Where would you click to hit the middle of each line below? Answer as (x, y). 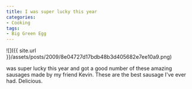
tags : (13, 28)
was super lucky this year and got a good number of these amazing (89, 68)
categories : (21, 17)
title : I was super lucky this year (52, 12)
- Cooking (18, 23)
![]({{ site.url (21, 50)
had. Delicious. (24, 81)
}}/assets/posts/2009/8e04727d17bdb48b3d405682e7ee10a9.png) (89, 57)
